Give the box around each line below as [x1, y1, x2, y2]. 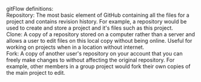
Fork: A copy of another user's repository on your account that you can [6, 50, 183, 57]
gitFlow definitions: [6, 5, 54, 12]
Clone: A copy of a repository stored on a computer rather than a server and [6, 31, 196, 38]
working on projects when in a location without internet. [6, 43, 144, 51]
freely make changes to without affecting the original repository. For [6, 57, 175, 63]
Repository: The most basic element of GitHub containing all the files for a [6, 11, 190, 19]
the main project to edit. [6, 69, 66, 76]
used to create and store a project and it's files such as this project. [6, 24, 173, 31]
